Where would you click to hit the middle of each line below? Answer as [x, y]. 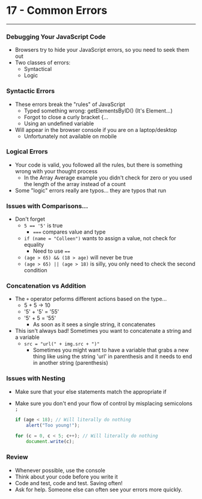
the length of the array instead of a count [75, 184]
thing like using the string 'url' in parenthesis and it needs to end [112, 356]
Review [17, 457]
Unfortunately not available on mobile [70, 136]
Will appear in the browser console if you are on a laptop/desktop [96, 129]
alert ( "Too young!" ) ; [53, 425]
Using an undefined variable [59, 123]
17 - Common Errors [57, 11]
